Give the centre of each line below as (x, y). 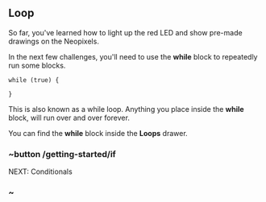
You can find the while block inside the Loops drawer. (98, 133)
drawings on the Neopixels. (54, 41)
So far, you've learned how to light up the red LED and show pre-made (126, 32)
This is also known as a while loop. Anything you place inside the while (126, 109)
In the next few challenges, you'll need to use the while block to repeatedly (133, 56)
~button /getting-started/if (62, 154)
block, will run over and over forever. (69, 117)
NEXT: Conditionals (40, 171)
